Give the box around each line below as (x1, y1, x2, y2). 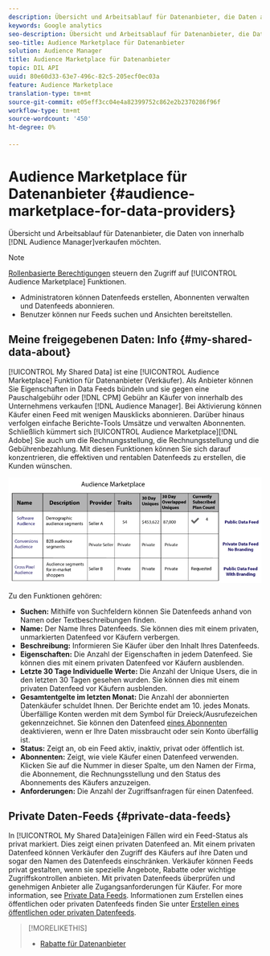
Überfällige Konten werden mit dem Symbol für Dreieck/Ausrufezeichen (19, 709, 258, 718)
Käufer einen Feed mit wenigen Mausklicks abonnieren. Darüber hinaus (8, 409, 245, 419)
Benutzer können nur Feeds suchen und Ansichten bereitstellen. (19, 309, 233, 319)
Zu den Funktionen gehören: (8, 590, 102, 600)
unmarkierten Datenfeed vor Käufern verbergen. (19, 632, 181, 642)
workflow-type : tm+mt (8, 106, 81, 114)
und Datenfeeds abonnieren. (19, 300, 115, 310)
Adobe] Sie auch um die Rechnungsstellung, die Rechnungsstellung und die (8, 435, 260, 445)
